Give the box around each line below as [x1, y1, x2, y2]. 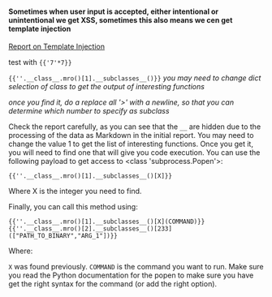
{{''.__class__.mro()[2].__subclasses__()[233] [8, 225, 173, 233]
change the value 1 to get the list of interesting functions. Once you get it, [8, 139, 254, 149]
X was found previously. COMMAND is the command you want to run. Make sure [8, 262, 264, 272]
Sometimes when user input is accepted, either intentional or [8, 6, 219, 16]
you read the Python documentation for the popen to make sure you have [8, 270, 254, 280]
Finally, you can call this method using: [8, 202, 138, 212]
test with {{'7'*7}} [8, 58, 72, 67]
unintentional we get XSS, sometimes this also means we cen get [8, 15, 233, 24]
